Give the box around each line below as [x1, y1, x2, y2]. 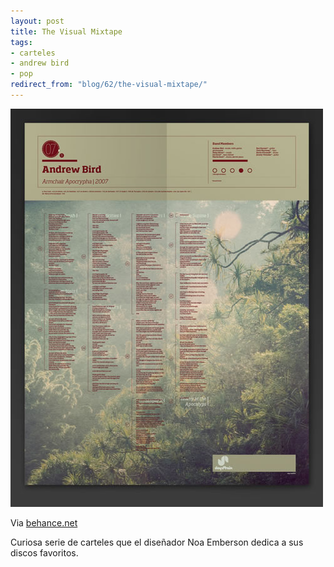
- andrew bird [10, 58, 70, 69]
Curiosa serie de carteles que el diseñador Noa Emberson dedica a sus [10, 536, 304, 548]
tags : [10, 37, 33, 47]
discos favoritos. [10, 546, 79, 559]
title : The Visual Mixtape [10, 26, 123, 37]
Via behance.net [10, 516, 78, 529]
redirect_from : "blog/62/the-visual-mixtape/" [10, 80, 208, 90]
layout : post [10, 16, 65, 26]
